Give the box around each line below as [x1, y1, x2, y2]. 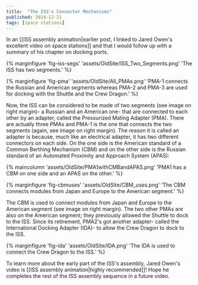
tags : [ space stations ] [6, 20, 65, 25]
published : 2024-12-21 [6, 14, 62, 20]
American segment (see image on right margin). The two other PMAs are [6, 206, 183, 213]
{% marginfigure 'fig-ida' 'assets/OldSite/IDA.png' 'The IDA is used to [6, 242, 176, 249]
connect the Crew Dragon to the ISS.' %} [6, 248, 105, 255]
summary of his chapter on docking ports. [6, 49, 109, 56]
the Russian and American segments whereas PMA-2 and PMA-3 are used [6, 84, 188, 91]
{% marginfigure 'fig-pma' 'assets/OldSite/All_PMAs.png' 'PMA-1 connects [6, 78, 188, 85]
